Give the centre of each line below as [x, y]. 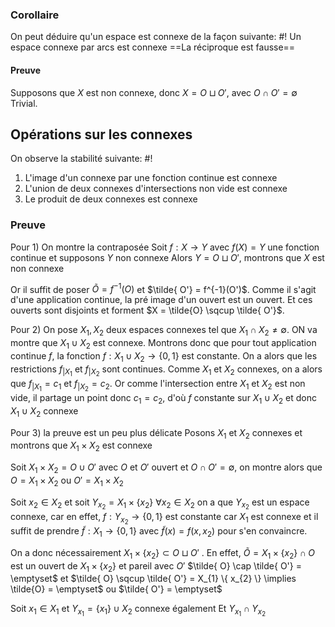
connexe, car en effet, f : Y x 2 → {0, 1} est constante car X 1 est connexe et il [164, 518]
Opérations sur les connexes [101, 134]
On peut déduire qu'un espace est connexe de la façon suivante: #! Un [156, 37]
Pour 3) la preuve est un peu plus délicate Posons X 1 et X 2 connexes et [156, 433]
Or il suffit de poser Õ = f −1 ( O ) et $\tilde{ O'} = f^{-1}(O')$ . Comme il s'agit [163, 288]
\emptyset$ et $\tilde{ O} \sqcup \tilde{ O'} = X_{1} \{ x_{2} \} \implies [153, 579]
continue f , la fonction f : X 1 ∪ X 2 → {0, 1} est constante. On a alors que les [164, 356]
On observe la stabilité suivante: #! [81, 159]
